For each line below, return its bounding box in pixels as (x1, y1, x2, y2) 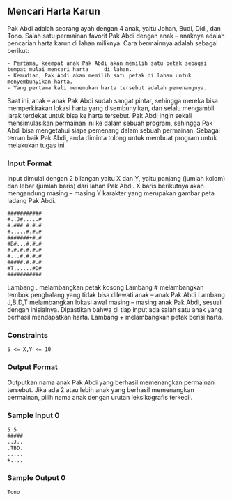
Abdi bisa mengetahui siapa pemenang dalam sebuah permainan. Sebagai (7, 126, 221, 135)
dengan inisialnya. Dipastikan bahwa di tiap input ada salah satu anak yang (7, 306, 222, 314)
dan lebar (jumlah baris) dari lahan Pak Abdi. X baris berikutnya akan (7, 181, 204, 190)
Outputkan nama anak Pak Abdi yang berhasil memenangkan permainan (7, 378, 215, 387)
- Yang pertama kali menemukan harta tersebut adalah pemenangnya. (7, 84, 208, 91)
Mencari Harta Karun (7, 6, 101, 17)
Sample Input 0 (7, 410, 60, 420)
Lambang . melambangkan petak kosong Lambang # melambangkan (7, 283, 204, 292)
